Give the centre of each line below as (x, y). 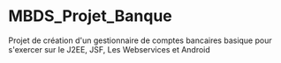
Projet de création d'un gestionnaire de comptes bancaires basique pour (140, 40)
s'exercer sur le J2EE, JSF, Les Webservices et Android (110, 49)
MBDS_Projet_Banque (91, 16)
